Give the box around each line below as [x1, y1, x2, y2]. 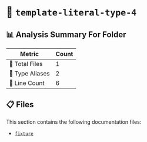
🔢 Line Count [9, 79, 45, 87]
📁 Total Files [9, 60, 43, 68]
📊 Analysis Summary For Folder [6, 29, 126, 39]
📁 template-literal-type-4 [6, 5, 137, 19]
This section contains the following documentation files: [6, 118, 142, 126]
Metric [19, 50, 39, 58]
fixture [14, 131, 34, 137]
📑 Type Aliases [9, 70, 50, 77]
